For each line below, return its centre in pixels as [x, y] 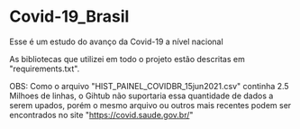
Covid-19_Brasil [69, 17]
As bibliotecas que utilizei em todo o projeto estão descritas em [127, 59]
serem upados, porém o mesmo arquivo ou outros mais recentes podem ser [150, 105]
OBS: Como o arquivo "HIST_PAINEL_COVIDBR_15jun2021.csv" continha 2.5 [150, 86]
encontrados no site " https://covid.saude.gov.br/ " [101, 115]
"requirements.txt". [45, 69]
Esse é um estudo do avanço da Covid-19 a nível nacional [116, 41]
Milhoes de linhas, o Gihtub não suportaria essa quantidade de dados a [141, 96]
